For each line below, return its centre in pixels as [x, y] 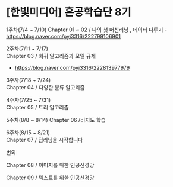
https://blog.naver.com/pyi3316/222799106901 [63, 36]
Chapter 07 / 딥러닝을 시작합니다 [45, 140]
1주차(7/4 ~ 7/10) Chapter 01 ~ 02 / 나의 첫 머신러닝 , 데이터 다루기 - [87, 30]
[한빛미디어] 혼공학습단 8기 [69, 12]
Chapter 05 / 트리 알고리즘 [38, 107]
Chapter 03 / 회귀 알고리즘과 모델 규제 [51, 56]
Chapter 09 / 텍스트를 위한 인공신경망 [50, 178]
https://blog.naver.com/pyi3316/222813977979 [72, 67]
